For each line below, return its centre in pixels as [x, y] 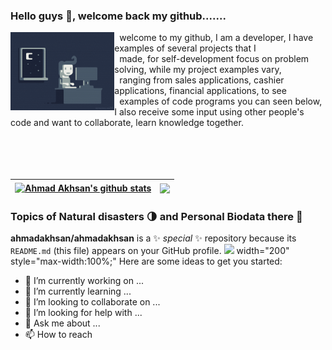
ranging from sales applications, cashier [202, 80]
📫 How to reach [58, 335]
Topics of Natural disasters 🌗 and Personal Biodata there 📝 [156, 216]
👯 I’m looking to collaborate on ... [92, 302]
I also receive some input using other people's [209, 112]
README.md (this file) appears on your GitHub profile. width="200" [150, 251]
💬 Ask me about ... [62, 323]
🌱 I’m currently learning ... [78, 291]
